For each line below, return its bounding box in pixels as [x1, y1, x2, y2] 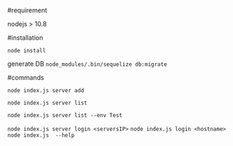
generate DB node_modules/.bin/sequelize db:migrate [7, 60, 167, 68]
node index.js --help [7, 132, 75, 139]
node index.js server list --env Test [7, 112, 123, 119]
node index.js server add [7, 87, 84, 94]
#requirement [7, 6, 48, 14]
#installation [7, 33, 43, 42]
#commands [7, 74, 44, 82]
